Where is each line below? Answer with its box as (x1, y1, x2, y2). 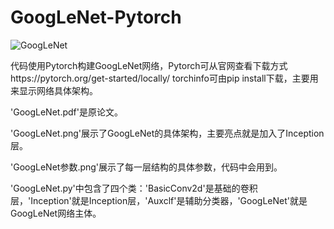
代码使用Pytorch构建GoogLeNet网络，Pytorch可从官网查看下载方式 (10, 59, 288, 71)
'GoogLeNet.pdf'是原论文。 (10, 106, 123, 118)
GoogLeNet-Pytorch (10, 6, 182, 29)
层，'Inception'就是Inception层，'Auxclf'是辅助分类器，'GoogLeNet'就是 (10, 194, 308, 206)
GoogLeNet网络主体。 (10, 207, 102, 219)
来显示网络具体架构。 (10, 84, 98, 96)
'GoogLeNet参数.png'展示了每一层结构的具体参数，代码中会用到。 (10, 161, 283, 173)
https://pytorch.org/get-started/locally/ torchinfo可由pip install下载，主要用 (10, 72, 319, 84)
